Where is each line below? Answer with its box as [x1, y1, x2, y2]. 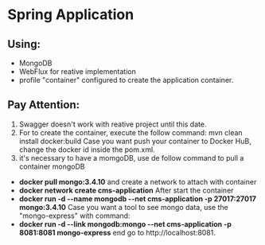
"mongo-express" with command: [18, 211, 131, 220]
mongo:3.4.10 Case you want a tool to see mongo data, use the [18, 202, 228, 212]
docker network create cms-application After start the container [18, 185, 234, 195]
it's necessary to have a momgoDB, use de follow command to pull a [18, 153, 244, 162]
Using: [7, 37, 41, 51]
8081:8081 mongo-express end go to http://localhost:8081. [18, 227, 216, 237]
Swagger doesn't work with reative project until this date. [18, 119, 207, 129]
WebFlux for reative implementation [18, 67, 136, 76]
